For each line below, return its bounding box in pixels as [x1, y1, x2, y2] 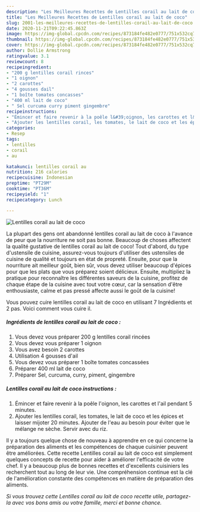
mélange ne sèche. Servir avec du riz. [14, 426, 108, 433]
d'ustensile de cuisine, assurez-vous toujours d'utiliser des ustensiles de [6, 249, 185, 256]
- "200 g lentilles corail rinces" [6, 70, 95, 76]
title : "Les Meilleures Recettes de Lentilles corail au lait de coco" [6, 14, 187, 20]
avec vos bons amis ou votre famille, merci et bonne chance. [11, 499, 162, 507]
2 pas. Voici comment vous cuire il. [6, 305, 92, 312]
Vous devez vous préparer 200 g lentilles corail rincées [14, 333, 151, 340]
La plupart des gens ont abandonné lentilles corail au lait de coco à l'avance [6, 230, 193, 237]
